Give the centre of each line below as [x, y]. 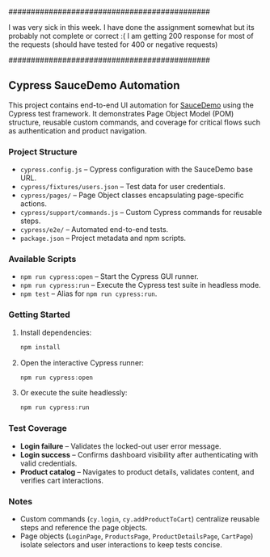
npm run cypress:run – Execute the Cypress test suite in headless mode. [140, 285]
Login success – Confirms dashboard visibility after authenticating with [139, 454]
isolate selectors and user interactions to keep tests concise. [121, 544]
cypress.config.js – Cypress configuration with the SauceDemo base [136, 170]
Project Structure [43, 151]
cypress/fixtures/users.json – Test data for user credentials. [123, 187]
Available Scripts [42, 260]
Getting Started [39, 314]
